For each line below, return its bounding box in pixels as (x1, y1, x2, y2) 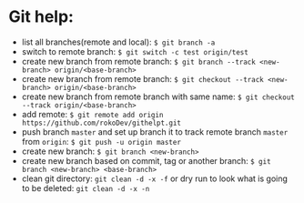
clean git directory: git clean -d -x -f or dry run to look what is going (21, 173, 289, 184)
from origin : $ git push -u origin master (21, 136, 181, 147)
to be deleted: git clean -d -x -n (21, 182, 150, 193)
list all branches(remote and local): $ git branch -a (21, 36, 216, 47)
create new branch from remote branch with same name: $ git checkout (21, 91, 295, 102)
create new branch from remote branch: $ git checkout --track (21, 73, 265, 84)
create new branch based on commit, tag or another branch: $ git (21, 155, 271, 166)
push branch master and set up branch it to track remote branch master (21, 126, 289, 137)
